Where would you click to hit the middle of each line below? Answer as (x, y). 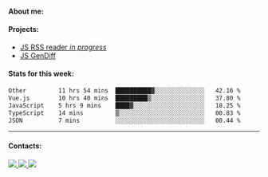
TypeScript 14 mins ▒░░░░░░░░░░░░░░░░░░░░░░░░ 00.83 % (124, 113)
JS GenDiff (37, 55)
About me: (26, 11)
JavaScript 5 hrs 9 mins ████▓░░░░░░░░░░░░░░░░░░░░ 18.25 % (124, 105)
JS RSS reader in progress (63, 47)
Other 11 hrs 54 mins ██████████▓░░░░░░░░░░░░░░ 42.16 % (124, 91)
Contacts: (25, 146)
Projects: (24, 29)
